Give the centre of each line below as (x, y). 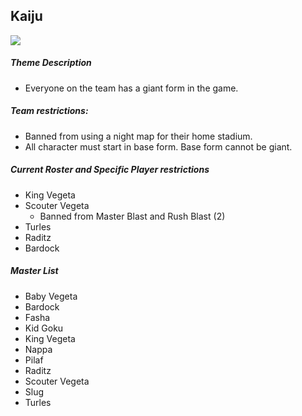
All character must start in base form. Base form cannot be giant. (158, 146)
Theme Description (51, 63)
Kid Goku (44, 328)
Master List (34, 271)
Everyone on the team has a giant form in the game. (131, 88)
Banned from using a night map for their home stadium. (138, 136)
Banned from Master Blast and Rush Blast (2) (132, 216)
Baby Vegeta (51, 296)
